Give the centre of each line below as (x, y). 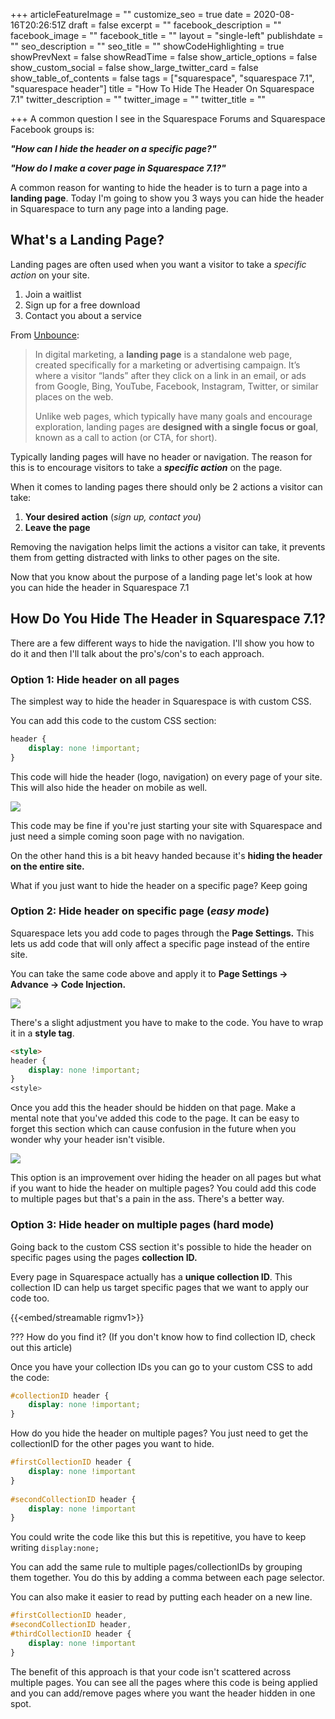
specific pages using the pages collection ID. (104, 1257)
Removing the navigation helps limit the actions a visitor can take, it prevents (168, 546)
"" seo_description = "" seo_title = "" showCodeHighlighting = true (147, 46)
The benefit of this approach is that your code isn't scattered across (151, 1671)
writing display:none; (55, 1548)
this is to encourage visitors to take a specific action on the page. (146, 467)
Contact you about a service (83, 315)
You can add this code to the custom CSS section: (113, 720)
